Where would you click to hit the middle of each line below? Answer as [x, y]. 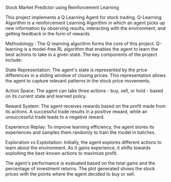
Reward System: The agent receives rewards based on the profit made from [85, 106]
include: [14, 60]
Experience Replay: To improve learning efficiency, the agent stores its [80, 127]
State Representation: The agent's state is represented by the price [76, 70]
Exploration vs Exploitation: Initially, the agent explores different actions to [83, 142]
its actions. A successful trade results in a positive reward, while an [77, 112]
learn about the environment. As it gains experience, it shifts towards [78, 148]
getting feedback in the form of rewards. [48, 34]
